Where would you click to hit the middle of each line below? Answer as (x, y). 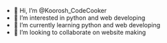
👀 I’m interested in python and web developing (79, 18)
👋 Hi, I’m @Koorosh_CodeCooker (60, 11)
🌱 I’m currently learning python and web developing (87, 25)
